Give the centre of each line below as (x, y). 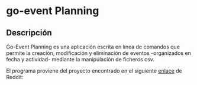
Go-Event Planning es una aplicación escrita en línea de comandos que (93, 47)
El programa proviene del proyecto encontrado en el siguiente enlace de (94, 71)
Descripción (29, 33)
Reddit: (15, 77)
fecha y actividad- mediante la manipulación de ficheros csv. (80, 59)
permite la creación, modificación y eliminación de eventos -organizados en (98, 53)
